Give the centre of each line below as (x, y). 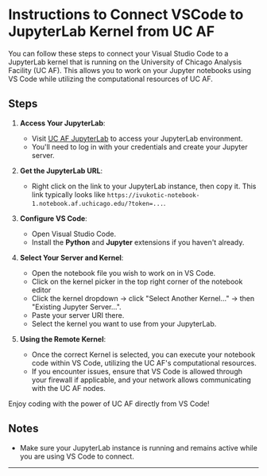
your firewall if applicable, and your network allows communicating (141, 380)
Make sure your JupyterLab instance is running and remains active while (139, 447)
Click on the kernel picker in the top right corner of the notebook (137, 281)
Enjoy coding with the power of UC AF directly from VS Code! (109, 404)
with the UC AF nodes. (68, 388)
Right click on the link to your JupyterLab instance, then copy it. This (144, 186)
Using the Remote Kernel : (63, 339)
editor (41, 290)
